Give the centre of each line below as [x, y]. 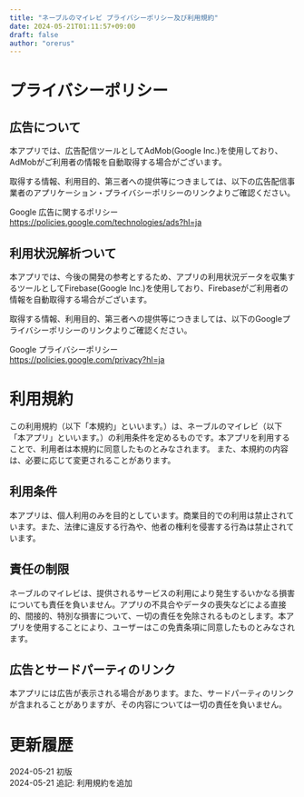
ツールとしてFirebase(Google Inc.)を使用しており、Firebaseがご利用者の [152, 288]
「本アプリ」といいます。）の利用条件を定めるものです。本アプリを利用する [150, 438]
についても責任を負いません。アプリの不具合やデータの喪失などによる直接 [148, 604]
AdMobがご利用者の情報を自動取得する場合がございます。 [118, 162]
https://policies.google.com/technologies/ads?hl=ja [106, 223]
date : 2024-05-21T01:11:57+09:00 [73, 26]
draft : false [34, 35]
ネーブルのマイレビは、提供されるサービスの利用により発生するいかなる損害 [152, 593]
